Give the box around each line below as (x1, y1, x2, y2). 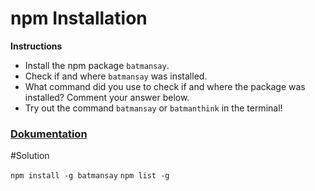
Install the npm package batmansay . (24, 59, 170, 71)
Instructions (10, 40, 63, 52)
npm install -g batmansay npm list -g (10, 171, 170, 181)
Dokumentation (10, 127, 88, 141)
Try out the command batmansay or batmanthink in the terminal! (24, 102, 283, 114)
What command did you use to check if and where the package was (24, 80, 306, 92)
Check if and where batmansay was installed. (24, 70, 208, 82)
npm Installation (10, 7, 148, 30)
